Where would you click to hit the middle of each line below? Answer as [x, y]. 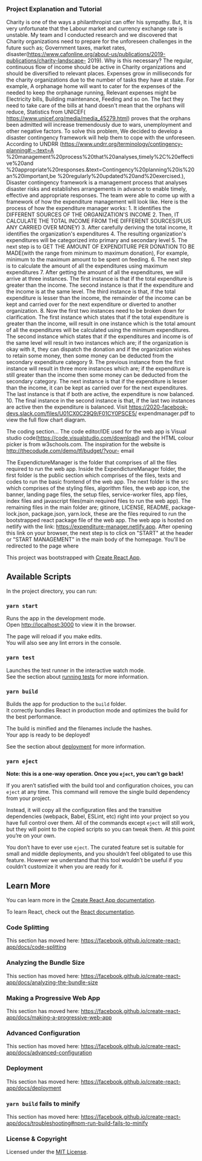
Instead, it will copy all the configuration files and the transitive [84, 810]
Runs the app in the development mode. [56, 618]
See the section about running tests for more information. [77, 676]
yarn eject [22, 761]
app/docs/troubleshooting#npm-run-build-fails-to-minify [77, 1123]
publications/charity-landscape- [46, 61]
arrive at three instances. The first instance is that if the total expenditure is [99, 279]
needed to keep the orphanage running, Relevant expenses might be [91, 93]
